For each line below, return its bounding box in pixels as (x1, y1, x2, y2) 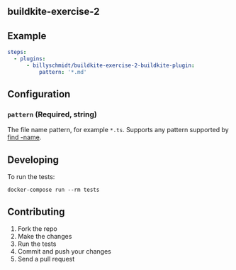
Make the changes (17, 232, 72, 241)
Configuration (7, 88, 71, 100)
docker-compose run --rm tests (7, 186, 100, 194)
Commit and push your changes (17, 247, 111, 256)
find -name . (7, 133, 42, 141)
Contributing (7, 205, 65, 217)
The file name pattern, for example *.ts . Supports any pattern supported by (7, 126, 229, 134)
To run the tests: (7, 173, 55, 181)
